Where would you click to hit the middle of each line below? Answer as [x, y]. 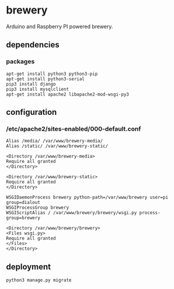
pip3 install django [31, 84]
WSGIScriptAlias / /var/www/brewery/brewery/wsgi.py [72, 213]
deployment [29, 266]
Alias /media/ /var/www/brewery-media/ [55, 141]
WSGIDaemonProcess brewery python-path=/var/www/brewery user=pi [87, 198]
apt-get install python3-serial [45, 79]
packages [20, 62]
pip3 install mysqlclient [37, 89]
